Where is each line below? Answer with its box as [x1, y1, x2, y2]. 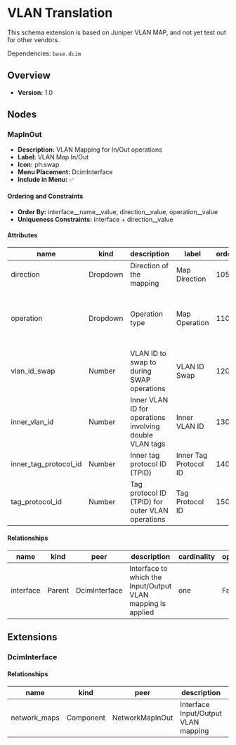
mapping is [129, 599, 166, 609]
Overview [7, 70, 51, 81]
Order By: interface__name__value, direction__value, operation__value [17, 207, 218, 216]
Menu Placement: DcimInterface [17, 168, 113, 176]
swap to [129, 357, 157, 367]
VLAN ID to [129, 348, 166, 358]
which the [129, 572, 162, 582]
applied [129, 607, 155, 617]
